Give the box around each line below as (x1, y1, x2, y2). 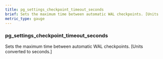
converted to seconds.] (5, 48, 52, 54)
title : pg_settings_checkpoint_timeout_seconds (5, 7, 104, 12)
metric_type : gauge (5, 16, 45, 21)
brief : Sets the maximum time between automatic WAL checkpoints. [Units (5, 12, 159, 17)
